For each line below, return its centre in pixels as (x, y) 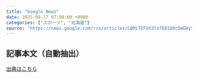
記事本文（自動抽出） (45, 53)
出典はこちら (22, 69)
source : (16, 28)
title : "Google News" (33, 12)
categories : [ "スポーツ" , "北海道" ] (48, 22)
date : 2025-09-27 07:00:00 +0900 (47, 17)
